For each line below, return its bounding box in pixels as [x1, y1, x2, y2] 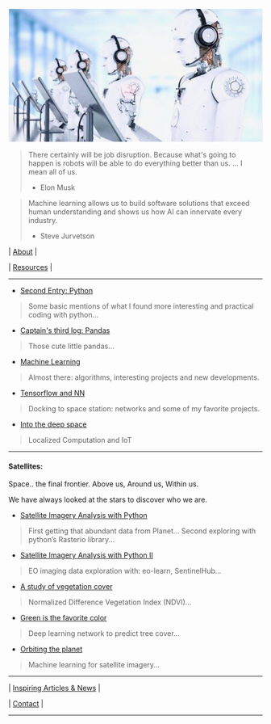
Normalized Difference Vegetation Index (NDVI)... [27, 597, 192, 607]
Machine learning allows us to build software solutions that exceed [27, 198, 250, 208]
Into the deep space [19, 419, 87, 429]
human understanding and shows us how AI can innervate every [27, 207, 243, 217]
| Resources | [8, 262, 52, 271]
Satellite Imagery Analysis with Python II [19, 550, 153, 560]
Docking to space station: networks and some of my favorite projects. [27, 403, 261, 413]
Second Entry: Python [19, 285, 94, 295]
